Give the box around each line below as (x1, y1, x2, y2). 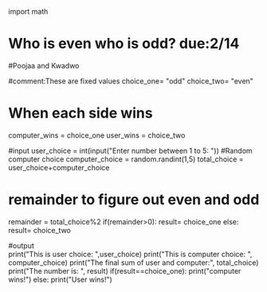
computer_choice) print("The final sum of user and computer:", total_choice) (8, 258, 259, 267)
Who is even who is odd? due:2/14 (8, 35, 240, 53)
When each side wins (8, 104, 153, 123)
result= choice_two (8, 225, 72, 235)
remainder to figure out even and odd (8, 191, 260, 209)
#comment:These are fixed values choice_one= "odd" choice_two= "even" (8, 76, 253, 86)
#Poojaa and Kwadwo (8, 60, 80, 70)
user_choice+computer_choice (8, 162, 110, 172)
